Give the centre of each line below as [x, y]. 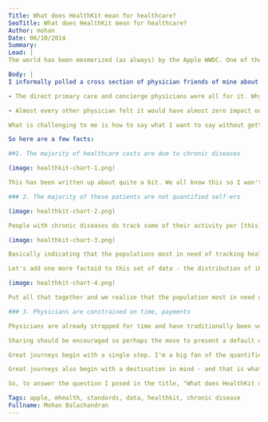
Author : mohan [32, 30]
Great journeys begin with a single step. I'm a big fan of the [117, 355]
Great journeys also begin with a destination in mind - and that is [126, 369]
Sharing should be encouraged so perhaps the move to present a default [132, 340]
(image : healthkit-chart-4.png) [62, 283]
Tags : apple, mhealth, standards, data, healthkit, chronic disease [124, 398]
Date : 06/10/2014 [37, 38]
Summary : [23, 45]
